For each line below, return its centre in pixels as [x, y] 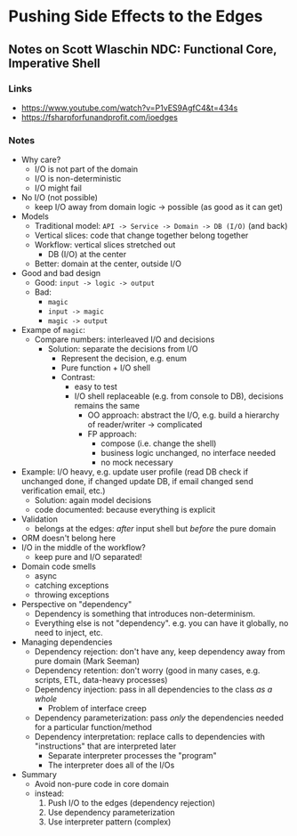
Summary [39, 775]
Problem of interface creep [97, 709]
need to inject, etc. [68, 633]
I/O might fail [58, 188]
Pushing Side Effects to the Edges [136, 16]
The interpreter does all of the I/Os [111, 765]
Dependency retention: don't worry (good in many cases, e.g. [147, 670]
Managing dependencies [67, 642]
